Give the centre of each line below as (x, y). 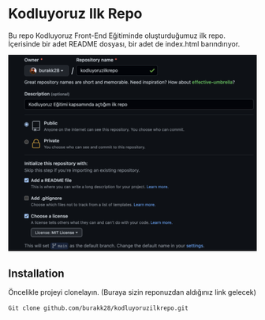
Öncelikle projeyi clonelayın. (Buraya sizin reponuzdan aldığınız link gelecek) (132, 292)
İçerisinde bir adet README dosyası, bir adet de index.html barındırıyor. (124, 43)
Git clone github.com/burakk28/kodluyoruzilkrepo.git (99, 308)
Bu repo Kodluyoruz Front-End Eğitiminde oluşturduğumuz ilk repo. (117, 35)
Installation (36, 273)
